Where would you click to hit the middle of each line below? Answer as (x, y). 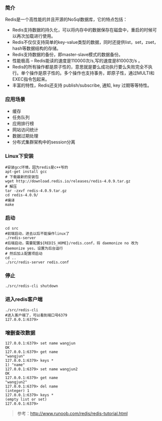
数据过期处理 (25, 136)
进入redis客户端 (24, 299)
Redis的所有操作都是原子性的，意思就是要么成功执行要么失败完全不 (80, 67)
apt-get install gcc (26, 172)
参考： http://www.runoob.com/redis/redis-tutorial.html (72, 414)
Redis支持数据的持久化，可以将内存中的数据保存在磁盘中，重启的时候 (82, 30)
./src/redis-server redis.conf (37, 262)
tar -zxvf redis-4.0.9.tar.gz (36, 191)
